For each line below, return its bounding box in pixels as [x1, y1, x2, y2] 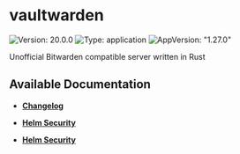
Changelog [21, 100, 64, 111]
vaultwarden [9, 5, 104, 26]
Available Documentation [9, 77, 152, 92]
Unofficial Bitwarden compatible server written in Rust [9, 51, 206, 62]
